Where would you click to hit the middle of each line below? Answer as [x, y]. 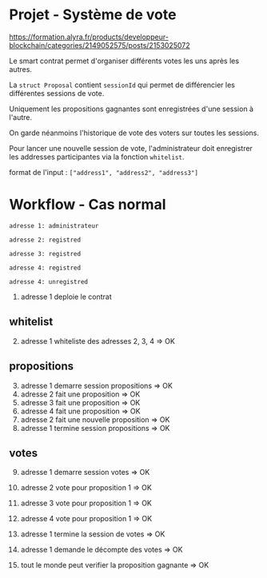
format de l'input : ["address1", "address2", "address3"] [104, 172]
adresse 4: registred [45, 268]
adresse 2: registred [45, 240]
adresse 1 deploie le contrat [66, 297]
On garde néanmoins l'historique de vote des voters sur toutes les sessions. [134, 133]
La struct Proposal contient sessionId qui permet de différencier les [122, 85]
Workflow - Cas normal [88, 205]
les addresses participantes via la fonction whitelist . [97, 157]
